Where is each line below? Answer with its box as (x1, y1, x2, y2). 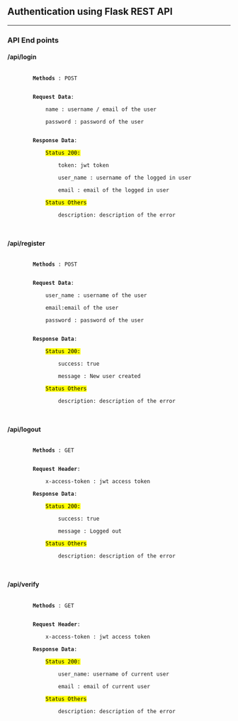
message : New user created (57, 373, 141, 380)
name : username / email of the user (45, 106, 157, 113)
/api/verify (7, 580, 40, 588)
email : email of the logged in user (57, 186, 170, 194)
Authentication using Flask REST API (7, 6, 173, 18)
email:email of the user (45, 305, 119, 312)
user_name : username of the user (45, 292, 147, 299)
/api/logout (7, 425, 41, 433)
